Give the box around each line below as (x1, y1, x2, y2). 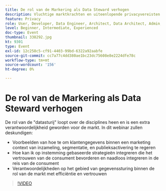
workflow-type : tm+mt (5, 58, 50, 63)
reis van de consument (12, 160, 59, 166)
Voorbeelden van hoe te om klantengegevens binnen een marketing (12, 139, 151, 145)
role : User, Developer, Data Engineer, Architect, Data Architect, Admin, (5, 21, 163, 26)
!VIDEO (17, 180, 32, 186)
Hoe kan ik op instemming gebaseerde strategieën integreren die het (12, 150, 153, 155)
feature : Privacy (5, 16, 41, 21)
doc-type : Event (5, 30, 39, 35)
